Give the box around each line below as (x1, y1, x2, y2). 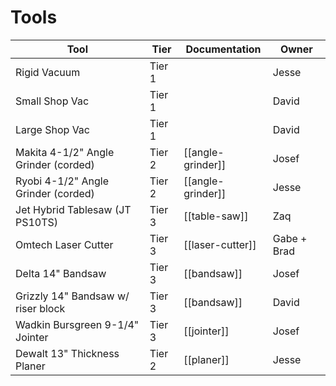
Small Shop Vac (15, 94, 90, 108)
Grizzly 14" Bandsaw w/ (15, 289, 130, 303)
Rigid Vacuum (15, 65, 81, 79)
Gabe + (272, 231, 308, 245)
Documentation (185, 42, 262, 56)
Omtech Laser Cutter (15, 237, 114, 251)
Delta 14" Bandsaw (15, 266, 107, 280)
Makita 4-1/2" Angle (15, 145, 115, 159)
